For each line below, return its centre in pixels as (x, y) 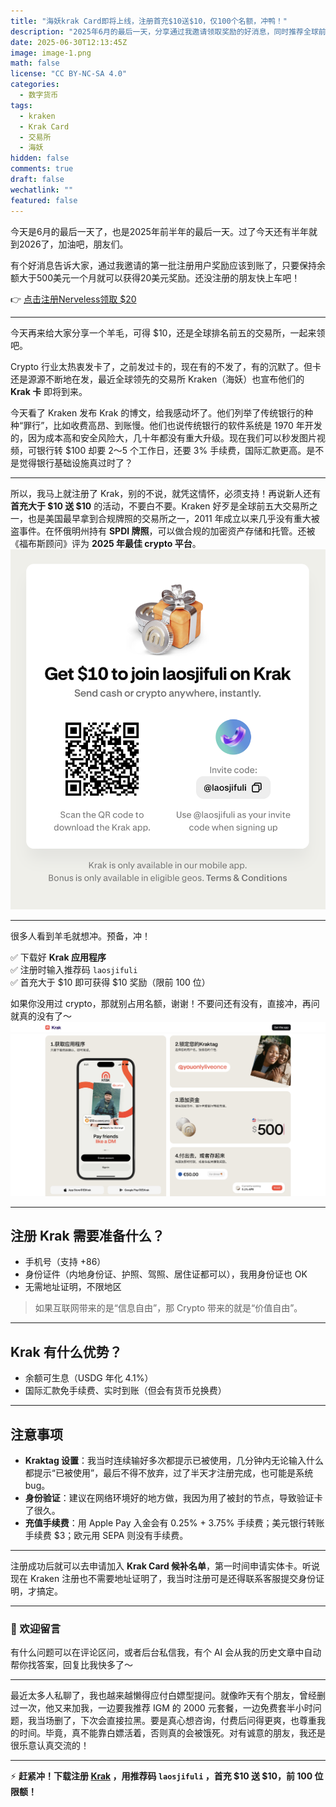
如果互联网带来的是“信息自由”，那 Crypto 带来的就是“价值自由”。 (168, 1308)
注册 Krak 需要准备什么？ (87, 1235)
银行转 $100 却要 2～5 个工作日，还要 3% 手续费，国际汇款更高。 (171, 450)
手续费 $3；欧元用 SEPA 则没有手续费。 (106, 1535)
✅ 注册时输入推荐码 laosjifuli (74, 969)
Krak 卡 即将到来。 (49, 391)
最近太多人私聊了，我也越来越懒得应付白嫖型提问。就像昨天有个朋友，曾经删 (168, 1696)
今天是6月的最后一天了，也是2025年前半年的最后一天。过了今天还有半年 (159, 231)
